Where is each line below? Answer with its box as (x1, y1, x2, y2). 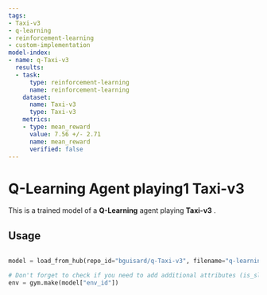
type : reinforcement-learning (29, 78, 130, 86)
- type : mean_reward (22, 123, 91, 131)
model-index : (8, 49, 52, 57)
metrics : (22, 116, 52, 124)
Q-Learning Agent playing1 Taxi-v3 (8, 179, 245, 198)
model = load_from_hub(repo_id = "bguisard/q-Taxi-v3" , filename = (8, 257, 226, 265)
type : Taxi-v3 (29, 108, 77, 116)
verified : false (29, 145, 83, 153)
